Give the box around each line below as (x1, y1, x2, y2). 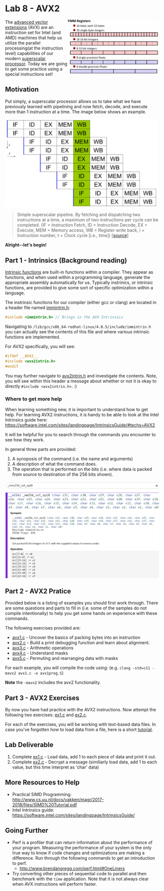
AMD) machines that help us (5, 35, 62, 41)
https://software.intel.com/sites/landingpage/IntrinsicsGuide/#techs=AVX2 (5, 422, 155, 428)
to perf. (12, 860, 27, 866)
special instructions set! (5, 71, 53, 77)
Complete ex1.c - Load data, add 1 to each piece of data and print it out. (12, 753, 156, 759)
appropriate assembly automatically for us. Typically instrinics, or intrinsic (5, 280, 153, 285)
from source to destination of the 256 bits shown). (12, 471, 113, 477)
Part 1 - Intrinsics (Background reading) (5, 256, 127, 264)
